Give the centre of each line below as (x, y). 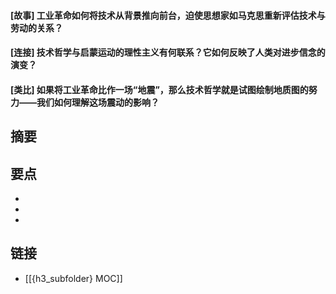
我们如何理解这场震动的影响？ (98, 102)
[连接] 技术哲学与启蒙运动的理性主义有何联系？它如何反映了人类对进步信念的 (168, 52)
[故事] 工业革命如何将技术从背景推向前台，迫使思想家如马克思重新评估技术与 (168, 15)
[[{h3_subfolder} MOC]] (73, 278)
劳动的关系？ (36, 27)
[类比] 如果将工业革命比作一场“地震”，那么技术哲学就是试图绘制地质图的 (159, 89)
